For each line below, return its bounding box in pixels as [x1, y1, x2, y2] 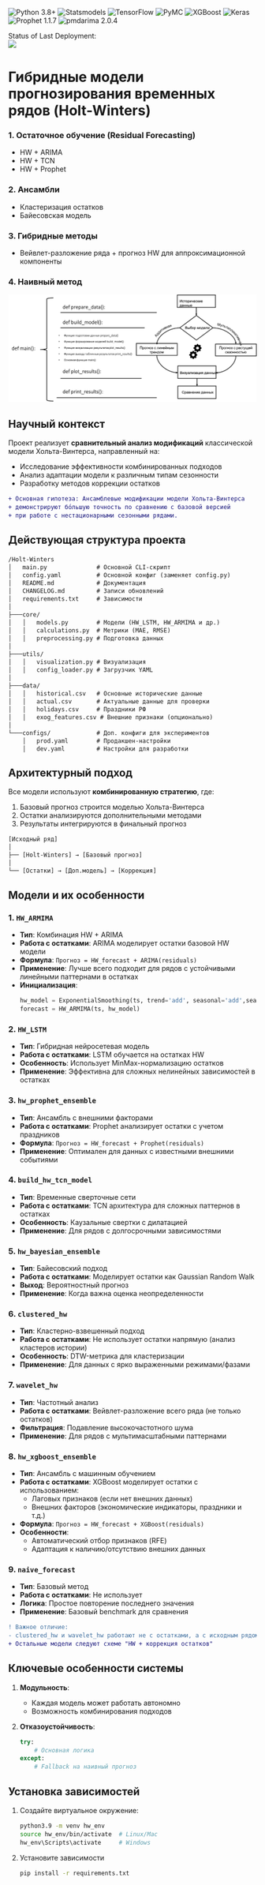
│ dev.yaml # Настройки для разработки [22, 744, 189, 753]
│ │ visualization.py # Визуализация [8, 658, 147, 666]
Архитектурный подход [8, 766, 132, 780]
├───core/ [8, 610, 41, 619]
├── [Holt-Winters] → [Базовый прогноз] [8, 851, 144, 860]
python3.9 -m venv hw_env [19, 1822, 105, 1831]
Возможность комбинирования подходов [31, 1706, 172, 1716]
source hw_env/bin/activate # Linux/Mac [19, 1830, 158, 1838]
